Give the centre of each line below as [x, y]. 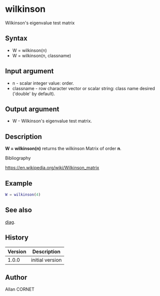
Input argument [29, 71]
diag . [10, 222]
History [17, 238]
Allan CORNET [20, 289]
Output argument [32, 109]
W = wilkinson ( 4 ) [23, 195]
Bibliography [18, 158]
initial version [46, 260]
